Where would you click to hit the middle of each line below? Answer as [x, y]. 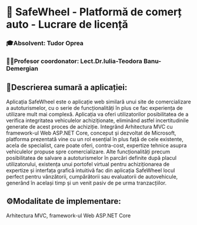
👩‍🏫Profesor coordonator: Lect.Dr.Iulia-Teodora [74, 61]
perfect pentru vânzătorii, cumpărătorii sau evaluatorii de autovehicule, [92, 176]
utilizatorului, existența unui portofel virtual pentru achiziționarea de [88, 164]
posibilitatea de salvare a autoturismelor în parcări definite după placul [91, 157]
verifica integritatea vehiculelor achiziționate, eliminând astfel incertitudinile [98, 120]
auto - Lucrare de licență [67, 24]
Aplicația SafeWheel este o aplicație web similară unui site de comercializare [98, 102]
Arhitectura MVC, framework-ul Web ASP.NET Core [69, 215]
